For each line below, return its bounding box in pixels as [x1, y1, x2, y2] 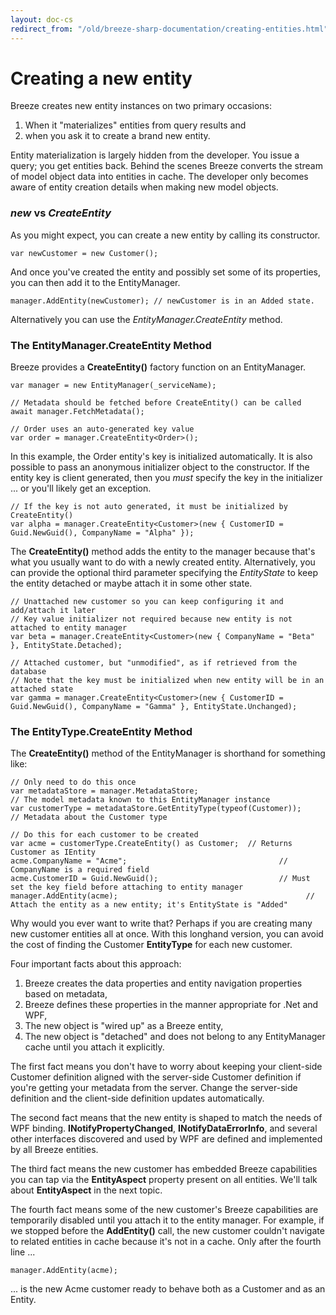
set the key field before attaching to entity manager [10, 882, 244, 893]
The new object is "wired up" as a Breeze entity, [24, 1020, 224, 1032]
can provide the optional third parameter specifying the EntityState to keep [10, 567, 319, 579]
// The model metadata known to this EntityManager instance [10, 795, 271, 805]
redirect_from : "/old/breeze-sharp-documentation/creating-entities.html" [10, 24, 329, 34]
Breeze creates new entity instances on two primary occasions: [10, 100, 273, 112]
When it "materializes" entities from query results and [24, 119, 247, 131]
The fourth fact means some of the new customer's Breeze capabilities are [10, 1204, 319, 1216]
